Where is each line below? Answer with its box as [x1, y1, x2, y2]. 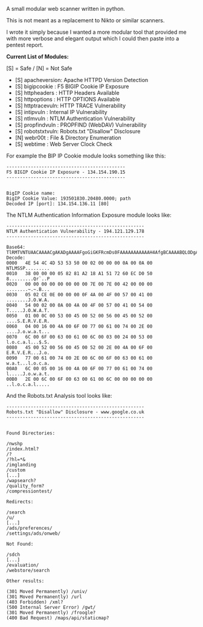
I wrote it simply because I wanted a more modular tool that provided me [6, 28, 187, 36]
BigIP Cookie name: [6, 190, 56, 196]
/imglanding [6, 462, 36, 468]
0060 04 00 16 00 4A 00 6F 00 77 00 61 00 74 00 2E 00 [6, 323, 153, 329]
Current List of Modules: [6, 53, 69, 60]
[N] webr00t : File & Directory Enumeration [14, 134, 122, 141]
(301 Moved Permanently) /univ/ [6, 588, 88, 594]
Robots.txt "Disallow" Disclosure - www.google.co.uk [6, 409, 145, 415]
